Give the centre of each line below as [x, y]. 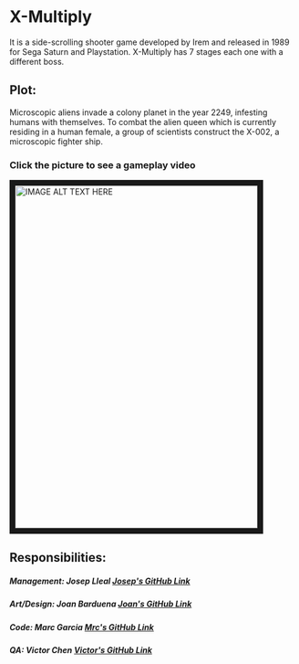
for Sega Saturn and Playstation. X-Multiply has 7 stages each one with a [147, 51]
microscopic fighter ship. [56, 141]
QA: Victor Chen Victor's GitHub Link [81, 650]
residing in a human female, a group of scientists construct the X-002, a [144, 132]
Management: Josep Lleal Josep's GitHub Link [100, 581]
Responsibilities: [58, 558]
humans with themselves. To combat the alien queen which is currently [143, 121]
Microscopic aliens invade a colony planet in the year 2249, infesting [139, 112]
